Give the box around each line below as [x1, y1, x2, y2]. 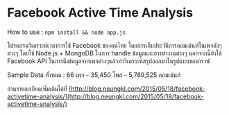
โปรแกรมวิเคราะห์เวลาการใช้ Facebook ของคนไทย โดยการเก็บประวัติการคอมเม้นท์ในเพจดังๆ [7, 41, 222, 49]
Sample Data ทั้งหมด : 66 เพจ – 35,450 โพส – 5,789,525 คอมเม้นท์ [7, 71, 181, 79]
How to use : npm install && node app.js [7, 28, 126, 36]
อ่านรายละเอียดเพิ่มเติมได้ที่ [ [7, 85, 71, 93]
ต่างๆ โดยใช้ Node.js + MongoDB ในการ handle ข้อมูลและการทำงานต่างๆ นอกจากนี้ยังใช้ [7, 48, 222, 57]
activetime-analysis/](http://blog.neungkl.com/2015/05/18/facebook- [7, 92, 204, 100]
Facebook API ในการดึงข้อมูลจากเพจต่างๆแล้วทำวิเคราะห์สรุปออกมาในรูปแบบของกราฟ [7, 57, 210, 65]
